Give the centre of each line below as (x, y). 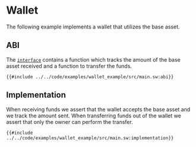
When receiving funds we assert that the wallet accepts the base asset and (98, 109)
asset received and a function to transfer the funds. (69, 66)
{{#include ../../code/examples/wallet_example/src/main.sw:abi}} (90, 77)
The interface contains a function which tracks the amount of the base (94, 59)
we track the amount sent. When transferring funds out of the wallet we (94, 116)
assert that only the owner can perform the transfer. (70, 122)
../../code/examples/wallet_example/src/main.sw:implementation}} (90, 138)
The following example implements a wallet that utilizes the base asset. (93, 27)
